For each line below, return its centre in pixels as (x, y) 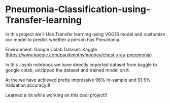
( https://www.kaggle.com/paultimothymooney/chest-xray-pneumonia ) (79, 55)
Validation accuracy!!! (28, 85)
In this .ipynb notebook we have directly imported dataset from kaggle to (81, 64)
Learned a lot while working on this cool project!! (56, 95)
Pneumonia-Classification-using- (78, 9)
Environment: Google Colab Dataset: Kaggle (51, 49)
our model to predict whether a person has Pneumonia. (63, 40)
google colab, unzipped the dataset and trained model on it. (68, 70)
